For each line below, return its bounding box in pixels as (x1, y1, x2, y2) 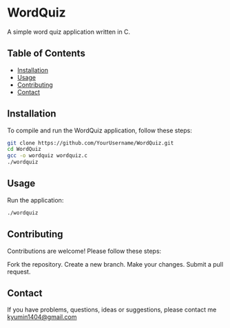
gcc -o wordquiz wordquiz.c (7, 152, 88, 159)
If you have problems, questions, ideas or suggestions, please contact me (7, 305, 217, 314)
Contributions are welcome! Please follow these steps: (7, 247, 162, 255)
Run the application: (7, 196, 64, 204)
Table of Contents (7, 48, 86, 59)
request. (7, 267, 31, 276)
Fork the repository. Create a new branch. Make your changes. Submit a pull (7, 260, 224, 268)
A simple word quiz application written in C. (7, 28, 131, 36)
